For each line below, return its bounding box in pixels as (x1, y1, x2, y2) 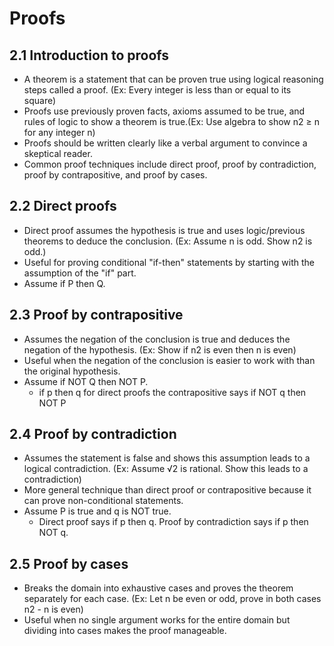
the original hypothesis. (23, 365, 121, 377)
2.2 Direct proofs (9, 198, 117, 215)
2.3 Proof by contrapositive (9, 307, 184, 324)
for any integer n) (23, 127, 96, 138)
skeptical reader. (23, 148, 93, 159)
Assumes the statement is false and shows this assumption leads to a (23, 452, 311, 464)
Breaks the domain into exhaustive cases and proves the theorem (23, 582, 294, 594)
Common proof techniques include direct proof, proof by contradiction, (23, 158, 317, 170)
